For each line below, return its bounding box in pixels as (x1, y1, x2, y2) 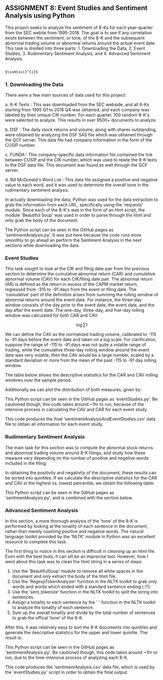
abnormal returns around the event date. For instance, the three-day (5, 297, 142, 303)
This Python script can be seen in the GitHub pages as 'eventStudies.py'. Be (5, 396, 158, 402)
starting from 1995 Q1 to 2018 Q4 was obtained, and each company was (5, 107, 150, 112)
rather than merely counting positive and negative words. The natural (5, 528, 144, 534)
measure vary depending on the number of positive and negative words (5, 455, 149, 461)
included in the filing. (5, 460, 47, 466)
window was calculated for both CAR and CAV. (5, 312, 99, 318)
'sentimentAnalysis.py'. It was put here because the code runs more (5, 232, 142, 238)
